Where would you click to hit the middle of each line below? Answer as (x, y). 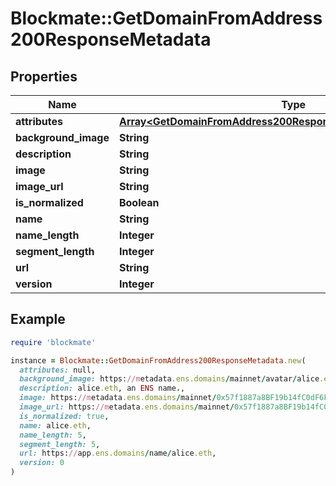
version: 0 (42, 463)
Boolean (139, 202)
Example (38, 319)
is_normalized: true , (64, 416)
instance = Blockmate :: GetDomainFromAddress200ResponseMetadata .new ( (158, 360)
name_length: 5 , (53, 435)
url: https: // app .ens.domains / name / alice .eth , (118, 453)
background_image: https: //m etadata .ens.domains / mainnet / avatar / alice (169, 379)
